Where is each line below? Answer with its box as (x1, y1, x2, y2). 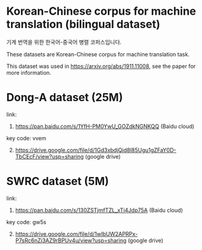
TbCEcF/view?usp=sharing (15, 153, 84, 160)
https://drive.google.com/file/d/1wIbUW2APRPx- (15, 230, 138, 237)
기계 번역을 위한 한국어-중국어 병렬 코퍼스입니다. (6, 38, 122, 45)
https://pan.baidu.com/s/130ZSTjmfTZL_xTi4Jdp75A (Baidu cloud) (15, 206, 184, 214)
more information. (6, 69, 51, 76)
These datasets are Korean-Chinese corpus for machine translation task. (6, 50, 190, 58)
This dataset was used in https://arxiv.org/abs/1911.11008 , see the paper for (6, 63, 196, 70)
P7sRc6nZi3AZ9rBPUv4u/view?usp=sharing (15, 237, 127, 244)
